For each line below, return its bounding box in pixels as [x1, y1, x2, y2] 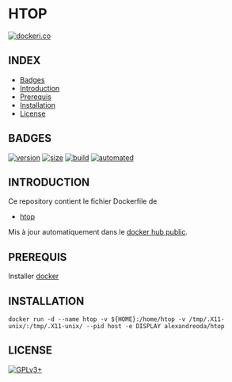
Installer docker [8, 271, 59, 281]
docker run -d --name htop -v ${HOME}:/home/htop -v [8, 315, 186, 323]
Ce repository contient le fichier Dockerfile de [8, 197, 158, 206]
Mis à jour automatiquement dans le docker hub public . [8, 227, 188, 237]
